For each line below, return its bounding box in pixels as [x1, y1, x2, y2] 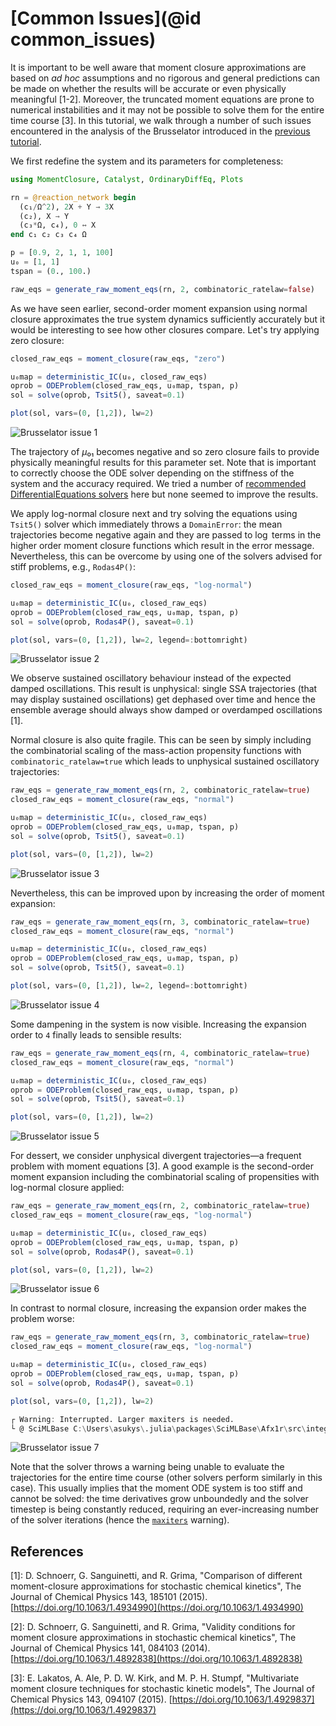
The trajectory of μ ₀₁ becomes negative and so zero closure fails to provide [10, 446, 320, 458]
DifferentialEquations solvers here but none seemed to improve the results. [10, 488, 319, 501]
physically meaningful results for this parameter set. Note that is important [10, 457, 317, 469]
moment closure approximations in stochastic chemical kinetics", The [10, 1632, 297, 1644]
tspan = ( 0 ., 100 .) [10, 266, 92, 276]
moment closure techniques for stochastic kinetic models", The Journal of [10, 1683, 315, 1695]
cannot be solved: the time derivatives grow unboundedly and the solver [10, 1493, 309, 1505]
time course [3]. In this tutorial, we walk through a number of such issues [10, 114, 312, 126]
